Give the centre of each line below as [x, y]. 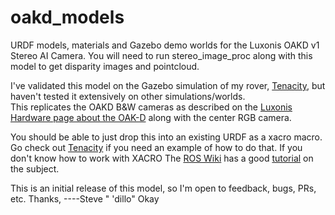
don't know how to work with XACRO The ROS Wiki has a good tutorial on [162, 158]
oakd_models [67, 17]
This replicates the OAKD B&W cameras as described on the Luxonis [151, 107]
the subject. [35, 168]
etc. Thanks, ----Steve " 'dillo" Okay [85, 198]
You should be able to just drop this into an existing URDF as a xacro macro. [166, 137]
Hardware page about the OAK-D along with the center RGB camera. [151, 117]
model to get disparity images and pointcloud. [105, 66]
